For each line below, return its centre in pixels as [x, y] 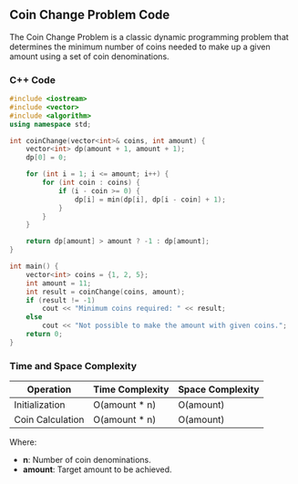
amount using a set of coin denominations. [90, 56]
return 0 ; [45, 335]
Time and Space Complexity [73, 366]
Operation [49, 389]
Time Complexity [131, 389]
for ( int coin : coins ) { [92, 183]
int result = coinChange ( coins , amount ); [105, 292]
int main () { [34, 267]
